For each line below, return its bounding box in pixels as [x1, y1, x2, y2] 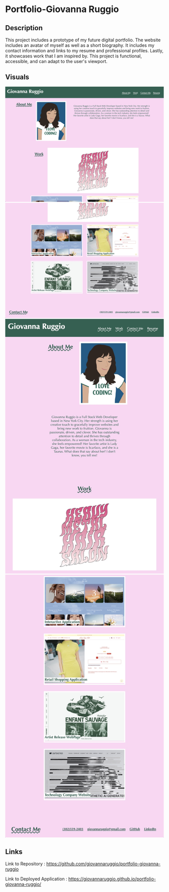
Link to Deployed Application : [5, 876, 67, 882]
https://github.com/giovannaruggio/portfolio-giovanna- [46, 861, 161, 867]
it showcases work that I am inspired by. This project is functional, [5, 53, 142, 59]
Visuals [5, 73, 29, 82]
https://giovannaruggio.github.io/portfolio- [68, 876, 156, 882]
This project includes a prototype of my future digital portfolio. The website [5, 37, 161, 43]
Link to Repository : [5, 861, 45, 867]
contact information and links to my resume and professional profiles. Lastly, [5, 48, 163, 53]
